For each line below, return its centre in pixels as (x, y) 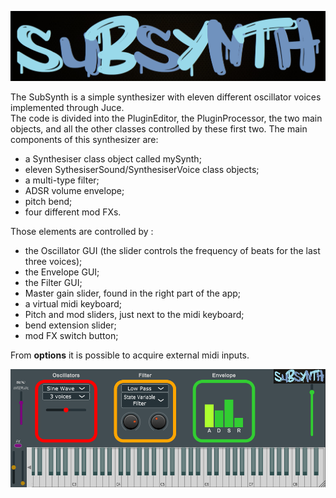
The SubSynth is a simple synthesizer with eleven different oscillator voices (166, 97)
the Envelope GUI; (62, 272)
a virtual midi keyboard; (73, 304)
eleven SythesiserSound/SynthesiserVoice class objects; (142, 170)
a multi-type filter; (62, 180)
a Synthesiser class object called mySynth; (113, 159)
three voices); (53, 262)
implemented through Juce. (67, 108)
